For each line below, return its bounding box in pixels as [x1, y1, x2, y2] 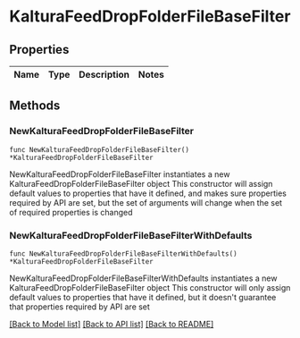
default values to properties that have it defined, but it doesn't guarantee [9, 292, 277, 302]
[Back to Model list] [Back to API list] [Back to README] [9, 318, 214, 329]
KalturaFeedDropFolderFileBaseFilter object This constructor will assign [9, 178, 273, 189]
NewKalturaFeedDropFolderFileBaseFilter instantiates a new [9, 168, 230, 180]
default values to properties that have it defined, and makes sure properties [9, 188, 287, 199]
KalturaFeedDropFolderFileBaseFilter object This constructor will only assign [9, 282, 291, 292]
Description [79, 69, 129, 80]
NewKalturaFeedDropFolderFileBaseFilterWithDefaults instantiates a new [9, 273, 278, 283]
